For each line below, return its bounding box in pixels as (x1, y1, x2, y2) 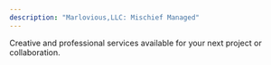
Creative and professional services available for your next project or (9, 37, 262, 48)
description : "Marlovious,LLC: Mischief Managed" (9, 12, 201, 22)
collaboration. (9, 46, 61, 58)
